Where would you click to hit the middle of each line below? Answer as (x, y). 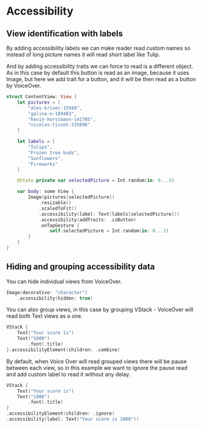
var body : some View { (46, 192)
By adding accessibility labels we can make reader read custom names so (98, 48)
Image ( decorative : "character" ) (47, 292)
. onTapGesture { (59, 226)
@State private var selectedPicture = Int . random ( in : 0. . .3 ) (96, 181)
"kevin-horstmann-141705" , (62, 119)
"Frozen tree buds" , (54, 153)
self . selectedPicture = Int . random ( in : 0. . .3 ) (109, 231)
